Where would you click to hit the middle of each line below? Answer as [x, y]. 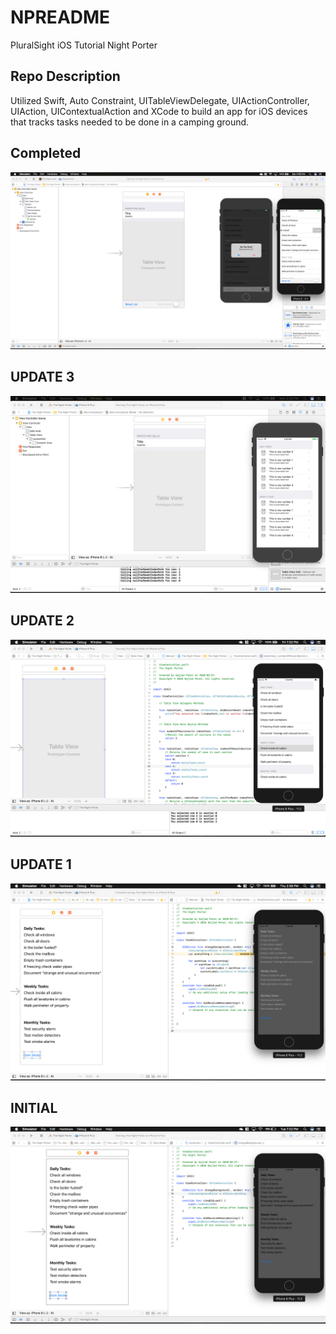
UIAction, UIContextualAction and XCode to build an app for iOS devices [159, 111]
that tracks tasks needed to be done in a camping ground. [130, 122]
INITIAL [34, 1107]
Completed [46, 153]
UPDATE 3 [42, 377]
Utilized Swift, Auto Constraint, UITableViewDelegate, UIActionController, [160, 100]
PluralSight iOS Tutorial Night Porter [84, 45]
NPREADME [60, 17]
